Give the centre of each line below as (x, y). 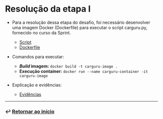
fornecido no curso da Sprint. (41, 33)
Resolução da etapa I (48, 9)
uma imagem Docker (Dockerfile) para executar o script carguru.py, (80, 27)
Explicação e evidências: (37, 85)
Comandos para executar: (38, 56)
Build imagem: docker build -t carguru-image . (68, 66)
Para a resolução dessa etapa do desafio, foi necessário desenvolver (81, 22)
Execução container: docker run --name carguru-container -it (83, 71)
